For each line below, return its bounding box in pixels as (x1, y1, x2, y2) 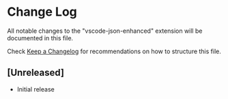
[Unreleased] (7, 67, 65, 79)
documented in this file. (7, 33, 74, 42)
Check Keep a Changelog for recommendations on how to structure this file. (7, 47, 222, 55)
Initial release (16, 85, 55, 93)
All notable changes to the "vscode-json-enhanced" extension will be (7, 27, 203, 35)
